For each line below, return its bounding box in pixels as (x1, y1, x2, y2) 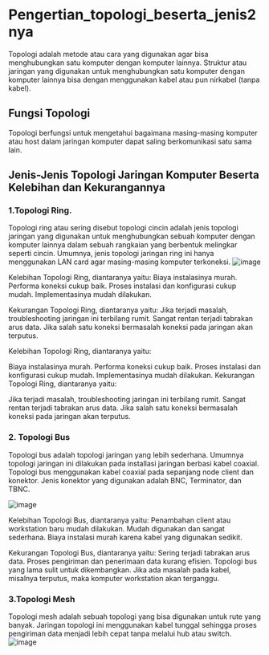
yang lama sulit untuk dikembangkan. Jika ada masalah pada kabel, (8, 564, 231, 575)
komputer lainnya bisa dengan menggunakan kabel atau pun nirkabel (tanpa (8, 75, 260, 84)
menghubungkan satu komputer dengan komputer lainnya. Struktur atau (8, 58, 247, 67)
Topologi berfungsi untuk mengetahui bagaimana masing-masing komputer (8, 128, 259, 137)
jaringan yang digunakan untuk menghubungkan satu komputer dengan (8, 66, 245, 75)
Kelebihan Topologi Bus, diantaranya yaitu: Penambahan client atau (8, 515, 231, 525)
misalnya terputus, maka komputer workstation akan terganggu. (8, 573, 220, 583)
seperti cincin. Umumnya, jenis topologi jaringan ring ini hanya (8, 249, 214, 258)
